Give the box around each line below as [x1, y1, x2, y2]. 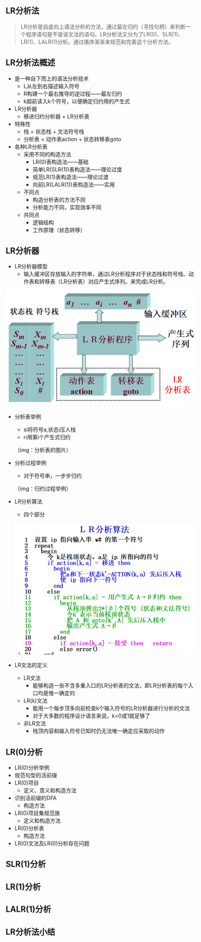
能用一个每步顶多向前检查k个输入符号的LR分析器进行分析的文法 [32, 705, 190, 712]
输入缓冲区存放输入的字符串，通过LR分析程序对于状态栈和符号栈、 [23, 270, 189, 277]
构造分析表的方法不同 [32, 196, 86, 203]
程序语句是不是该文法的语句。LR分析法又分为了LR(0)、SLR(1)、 [25, 30, 183, 38]
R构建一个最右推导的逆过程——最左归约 [23, 90, 123, 97]
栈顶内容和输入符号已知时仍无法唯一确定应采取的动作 [32, 728, 165, 735]
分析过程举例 [14, 459, 46, 466]
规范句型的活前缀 [14, 772, 57, 779]
